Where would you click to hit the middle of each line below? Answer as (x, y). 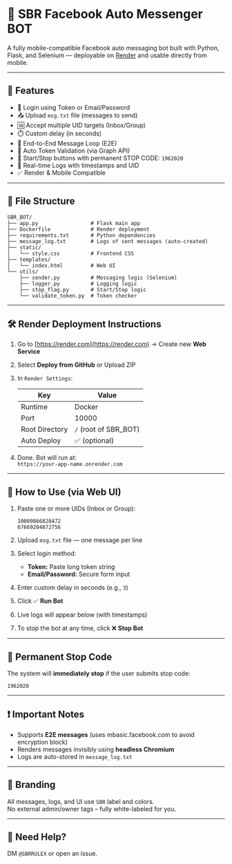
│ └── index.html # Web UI (61, 265)
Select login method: (47, 554)
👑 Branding (31, 785)
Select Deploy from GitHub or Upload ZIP (76, 365)
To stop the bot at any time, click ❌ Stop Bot (80, 628)
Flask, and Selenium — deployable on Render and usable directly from (107, 55)
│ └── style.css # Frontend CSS (71, 253)
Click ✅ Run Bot (40, 601)
